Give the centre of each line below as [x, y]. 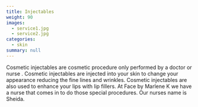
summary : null [24, 51]
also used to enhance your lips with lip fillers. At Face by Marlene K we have [99, 86]
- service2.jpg [30, 34]
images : [16, 23]
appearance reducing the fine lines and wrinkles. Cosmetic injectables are [97, 80]
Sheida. [15, 99]
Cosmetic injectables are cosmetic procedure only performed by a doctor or [99, 67]
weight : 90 [20, 17]
